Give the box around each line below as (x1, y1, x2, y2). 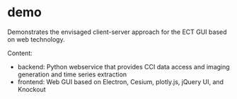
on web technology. (7, 35, 65, 43)
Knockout (17, 85, 46, 93)
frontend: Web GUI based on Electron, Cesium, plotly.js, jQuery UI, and (17, 77, 224, 86)
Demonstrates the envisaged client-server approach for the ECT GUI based (7, 28, 228, 36)
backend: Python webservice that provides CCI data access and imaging (17, 62, 230, 71)
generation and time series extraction (17, 70, 127, 78)
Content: (7, 49, 33, 57)
